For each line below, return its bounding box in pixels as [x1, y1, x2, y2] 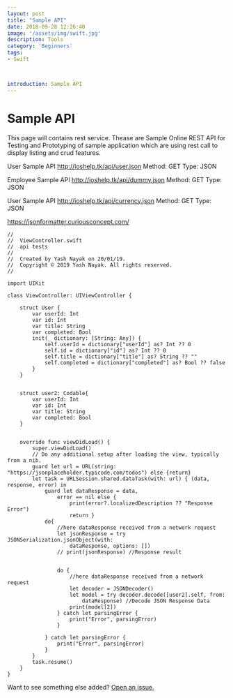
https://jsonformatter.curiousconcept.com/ [7, 217, 130, 225]
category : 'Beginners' [7, 43, 73, 50]
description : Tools [7, 36, 64, 43]
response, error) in [7, 481, 67, 489]
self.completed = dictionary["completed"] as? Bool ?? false [44, 359, 226, 366]
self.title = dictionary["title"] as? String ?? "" [44, 353, 198, 360]
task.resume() [32, 658, 73, 665]
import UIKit [7, 280, 45, 287]
